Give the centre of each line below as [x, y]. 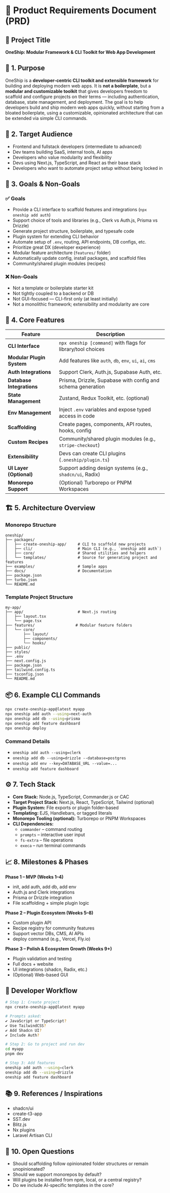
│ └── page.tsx [24, 621]
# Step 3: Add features [30, 1063]
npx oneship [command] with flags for [102, 343]
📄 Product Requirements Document [81, 10]
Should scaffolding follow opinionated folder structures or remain [80, 1164]
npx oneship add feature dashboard [43, 723]
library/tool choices [82, 349]
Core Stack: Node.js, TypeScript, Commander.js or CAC [71, 797]
